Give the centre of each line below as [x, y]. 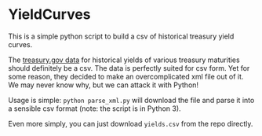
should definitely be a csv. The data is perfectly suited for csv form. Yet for [129, 68]
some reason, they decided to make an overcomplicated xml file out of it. [126, 76]
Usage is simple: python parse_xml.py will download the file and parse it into [131, 100]
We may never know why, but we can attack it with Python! [103, 85]
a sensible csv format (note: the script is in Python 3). [95, 108]
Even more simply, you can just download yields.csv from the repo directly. [131, 123]
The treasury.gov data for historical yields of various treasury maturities [124, 60]
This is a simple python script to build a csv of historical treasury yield [121, 36]
